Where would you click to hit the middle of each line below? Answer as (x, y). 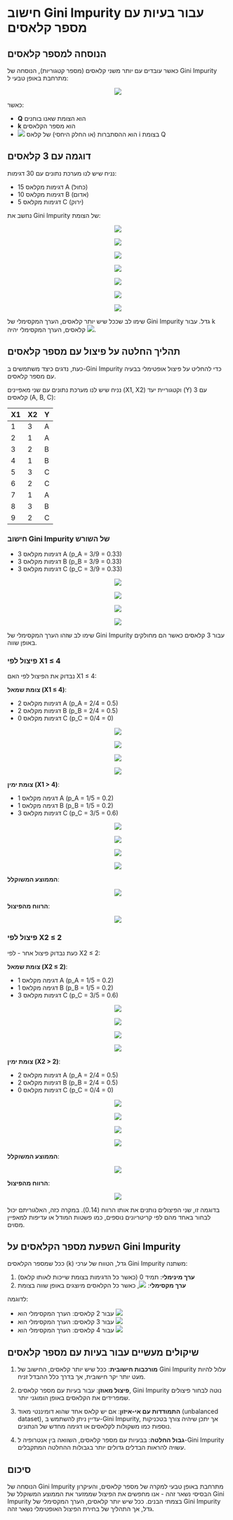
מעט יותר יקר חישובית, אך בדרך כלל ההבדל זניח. (81, 1377)
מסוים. (16, 1224)
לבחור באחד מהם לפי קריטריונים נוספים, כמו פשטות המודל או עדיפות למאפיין (109, 1217)
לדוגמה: (18, 1299)
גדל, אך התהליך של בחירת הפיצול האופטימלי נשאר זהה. (81, 1509)
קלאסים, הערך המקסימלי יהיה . (52, 329)
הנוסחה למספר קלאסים (57, 54)
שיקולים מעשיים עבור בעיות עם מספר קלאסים (103, 1352)
